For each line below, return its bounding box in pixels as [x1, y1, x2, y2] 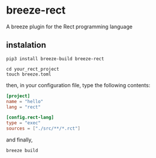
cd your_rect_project [6, 66, 60, 72]
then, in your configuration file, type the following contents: [6, 81, 151, 88]
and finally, [6, 136, 33, 143]
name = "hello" [6, 98, 44, 104]
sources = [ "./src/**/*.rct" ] [6, 126, 81, 131]
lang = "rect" [6, 104, 41, 110]
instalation [6, 40, 46, 50]
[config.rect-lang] [6, 114, 54, 121]
